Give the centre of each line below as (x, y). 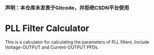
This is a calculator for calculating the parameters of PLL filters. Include (77, 42)
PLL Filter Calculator (47, 28)
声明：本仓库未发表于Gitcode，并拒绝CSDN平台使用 (67, 7)
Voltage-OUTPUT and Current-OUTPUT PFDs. (52, 47)
